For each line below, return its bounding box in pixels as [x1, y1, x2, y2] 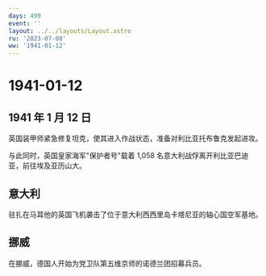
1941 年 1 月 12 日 [8, 111, 92, 124]
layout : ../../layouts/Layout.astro [8, 27, 131, 35]
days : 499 [8, 11, 42, 20]
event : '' [8, 19, 42, 27]
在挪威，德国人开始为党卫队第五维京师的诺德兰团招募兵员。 [8, 258, 206, 268]
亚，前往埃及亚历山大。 [8, 161, 86, 170]
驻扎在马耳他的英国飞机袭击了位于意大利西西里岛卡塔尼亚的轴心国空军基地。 [8, 209, 263, 219]
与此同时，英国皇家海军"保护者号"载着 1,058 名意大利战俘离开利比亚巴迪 [8, 151, 249, 161]
